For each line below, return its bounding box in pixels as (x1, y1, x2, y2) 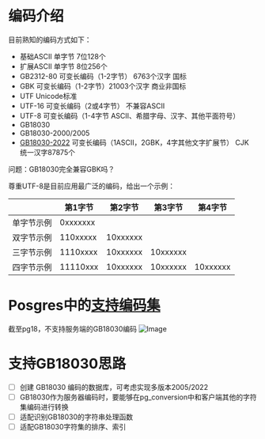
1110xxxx (59, 246, 98, 257)
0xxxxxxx (59, 217, 96, 228)
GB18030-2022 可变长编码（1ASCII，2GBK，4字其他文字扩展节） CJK (19, 138, 249, 147)
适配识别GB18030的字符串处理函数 (19, 412, 134, 422)
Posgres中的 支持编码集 (8, 297, 161, 315)
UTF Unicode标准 (19, 91, 78, 100)
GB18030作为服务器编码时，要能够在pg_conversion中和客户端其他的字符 (19, 392, 257, 402)
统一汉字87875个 (19, 147, 75, 157)
